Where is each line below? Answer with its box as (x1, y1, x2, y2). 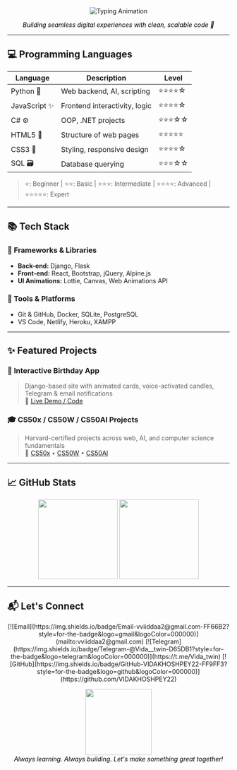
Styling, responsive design (61, 145, 149, 155)
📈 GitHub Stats (7, 477, 76, 489)
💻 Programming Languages (7, 49, 133, 61)
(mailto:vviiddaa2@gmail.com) (55, 637, 145, 646)
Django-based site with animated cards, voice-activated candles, (24, 381, 214, 391)
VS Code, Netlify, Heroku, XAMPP (17, 317, 116, 326)
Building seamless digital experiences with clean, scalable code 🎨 (22, 20, 215, 29)
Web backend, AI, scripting (61, 86, 150, 96)
